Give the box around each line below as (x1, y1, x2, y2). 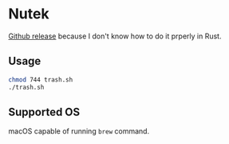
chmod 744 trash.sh (8, 75, 73, 84)
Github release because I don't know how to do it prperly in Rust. (8, 31, 222, 41)
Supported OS (8, 105, 81, 118)
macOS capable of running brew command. (8, 126, 150, 136)
